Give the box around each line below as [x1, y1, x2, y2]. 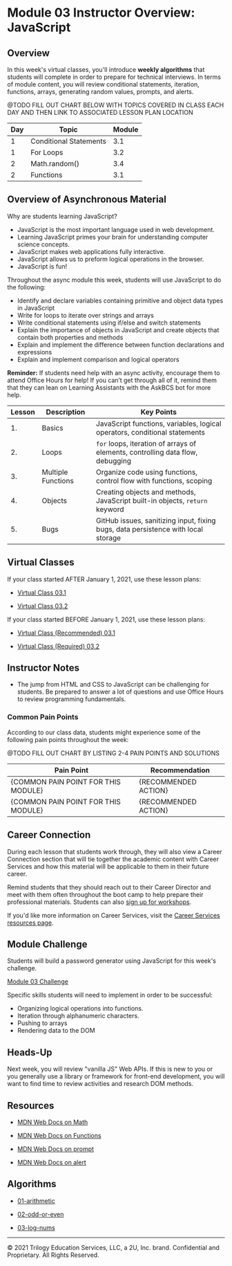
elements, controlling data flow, [95, 447, 198, 457]
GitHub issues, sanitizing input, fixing [95, 516, 216, 525]
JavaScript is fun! [17, 262, 68, 271]
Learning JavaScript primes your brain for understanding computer [17, 233, 209, 241]
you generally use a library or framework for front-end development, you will [7, 1072, 225, 1080]
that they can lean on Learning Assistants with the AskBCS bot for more [7, 383, 211, 392]
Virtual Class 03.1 [17, 588, 67, 597]
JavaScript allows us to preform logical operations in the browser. [17, 255, 204, 263]
